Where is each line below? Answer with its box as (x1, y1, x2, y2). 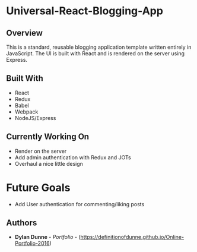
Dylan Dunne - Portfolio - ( (14, 234, 81, 241)
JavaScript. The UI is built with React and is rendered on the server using (6, 50, 185, 57)
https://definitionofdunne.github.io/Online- (80, 234, 185, 241)
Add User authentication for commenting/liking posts (14, 200, 145, 207)
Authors (6, 218, 37, 228)
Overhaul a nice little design (14, 160, 83, 167)
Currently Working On (6, 132, 90, 142)
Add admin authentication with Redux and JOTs (14, 153, 132, 161)
